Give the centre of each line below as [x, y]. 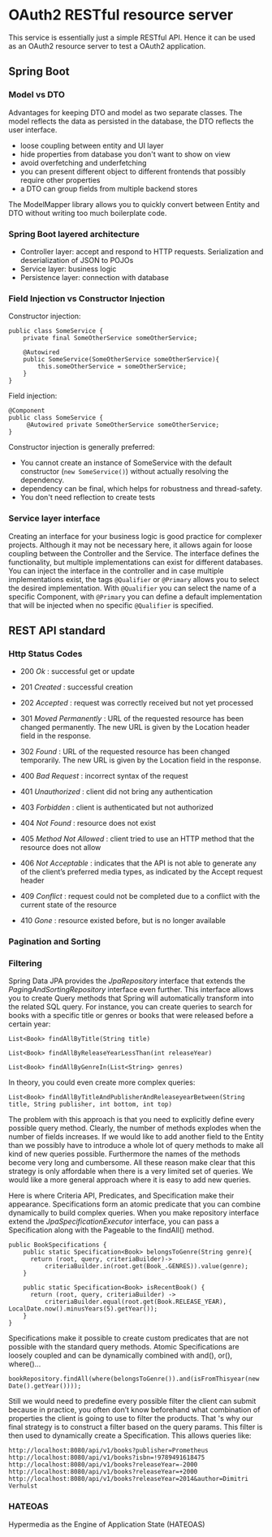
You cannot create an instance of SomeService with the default [126, 463]
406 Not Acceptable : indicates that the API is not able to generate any [138, 863]
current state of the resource [68, 905]
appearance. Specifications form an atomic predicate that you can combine [135, 1204]
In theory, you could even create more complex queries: [102, 1082]
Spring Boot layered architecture [74, 234]
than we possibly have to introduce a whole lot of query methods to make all [136, 1146]
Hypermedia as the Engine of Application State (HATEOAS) [107, 1524]
